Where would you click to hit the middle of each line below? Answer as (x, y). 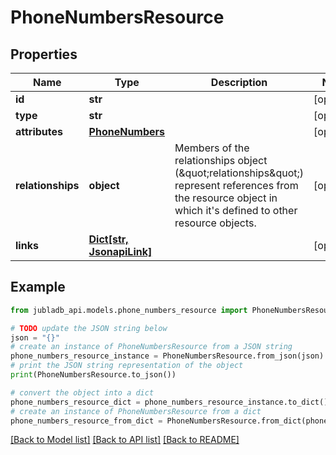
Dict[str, (108, 239)
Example (38, 287)
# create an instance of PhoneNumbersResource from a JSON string (151, 347)
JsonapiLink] (120, 251)
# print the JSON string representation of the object (127, 366)
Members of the (212, 148)
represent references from (236, 185)
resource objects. (215, 223)
